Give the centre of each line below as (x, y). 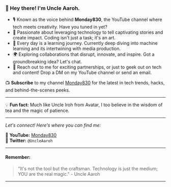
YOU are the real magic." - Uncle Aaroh (59, 174)
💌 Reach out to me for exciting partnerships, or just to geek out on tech (87, 67)
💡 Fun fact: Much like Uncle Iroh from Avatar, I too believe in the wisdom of (84, 105)
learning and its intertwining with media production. (67, 49)
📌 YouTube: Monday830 (31, 135)
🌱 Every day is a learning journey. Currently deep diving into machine (85, 43)
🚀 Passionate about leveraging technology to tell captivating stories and (88, 32)
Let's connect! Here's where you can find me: (53, 125)
